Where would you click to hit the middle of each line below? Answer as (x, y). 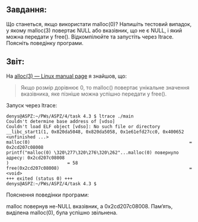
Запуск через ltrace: (32, 105)
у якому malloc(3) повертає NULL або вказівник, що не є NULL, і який (94, 30)
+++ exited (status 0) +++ (39, 178)
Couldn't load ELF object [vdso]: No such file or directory (83, 126)
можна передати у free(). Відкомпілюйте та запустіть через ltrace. (90, 37)
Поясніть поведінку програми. (45, 43)
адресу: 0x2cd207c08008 (36, 158)
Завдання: (27, 10)
